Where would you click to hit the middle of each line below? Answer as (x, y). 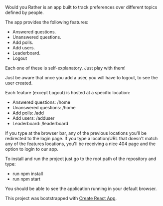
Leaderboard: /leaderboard (40, 123)
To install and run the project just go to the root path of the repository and (81, 159)
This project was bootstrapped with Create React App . (61, 198)
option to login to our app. (32, 149)
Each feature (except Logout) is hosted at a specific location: (68, 93)
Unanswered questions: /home (44, 107)
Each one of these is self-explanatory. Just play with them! (65, 68)
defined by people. (24, 12)
